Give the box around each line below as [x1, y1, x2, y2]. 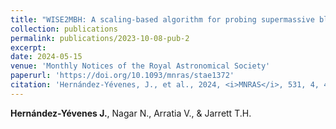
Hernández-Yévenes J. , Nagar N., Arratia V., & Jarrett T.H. [10, 107, 252, 119]
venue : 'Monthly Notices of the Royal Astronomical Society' [10, 61, 271, 71]
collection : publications [10, 24, 118, 34]
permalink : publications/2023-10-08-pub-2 [10, 33, 190, 43]
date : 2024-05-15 [10, 52, 83, 62]
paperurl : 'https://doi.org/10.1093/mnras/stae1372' [10, 71, 235, 81]
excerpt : [10, 42, 47, 53]
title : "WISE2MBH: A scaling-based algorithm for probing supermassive [10, 14, 315, 25]
